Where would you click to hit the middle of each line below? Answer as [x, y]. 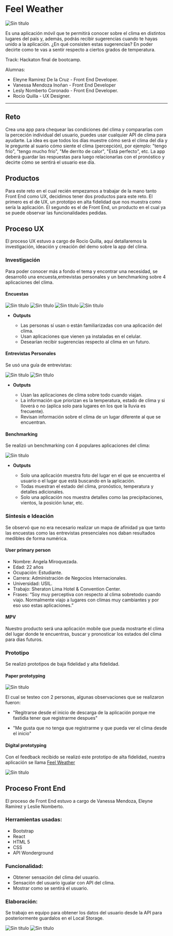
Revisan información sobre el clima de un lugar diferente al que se [91, 417]
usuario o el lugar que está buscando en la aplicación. [78, 481]
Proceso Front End [36, 788]
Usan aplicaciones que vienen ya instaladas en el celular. [81, 336]
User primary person [28, 550]
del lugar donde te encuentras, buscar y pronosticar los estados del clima [83, 634]
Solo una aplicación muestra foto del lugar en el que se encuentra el [93, 475]
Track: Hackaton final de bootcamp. [43, 59]
